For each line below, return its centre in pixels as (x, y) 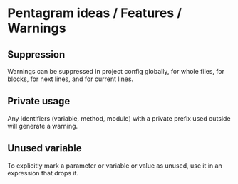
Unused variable (45, 148)
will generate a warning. (43, 126)
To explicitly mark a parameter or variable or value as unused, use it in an (115, 166)
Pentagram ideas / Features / (95, 13)
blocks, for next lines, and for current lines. (71, 79)
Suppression (36, 54)
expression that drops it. (43, 173)
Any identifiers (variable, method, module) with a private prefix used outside (119, 118)
